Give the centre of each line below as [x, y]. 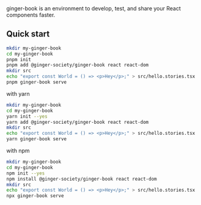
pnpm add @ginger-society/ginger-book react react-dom [78, 65]
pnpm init [19, 59]
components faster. [31, 15]
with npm [18, 151]
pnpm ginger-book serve [37, 82]
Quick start [28, 34]
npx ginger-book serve [35, 196]
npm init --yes [26, 173]
